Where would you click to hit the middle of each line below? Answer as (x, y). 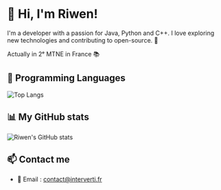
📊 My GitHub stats (48, 117)
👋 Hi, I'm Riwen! (53, 14)
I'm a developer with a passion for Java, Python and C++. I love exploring (111, 33)
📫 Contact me (38, 159)
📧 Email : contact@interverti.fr (59, 179)
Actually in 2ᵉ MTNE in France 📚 (54, 54)
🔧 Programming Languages (66, 78)
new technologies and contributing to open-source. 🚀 (83, 40)
